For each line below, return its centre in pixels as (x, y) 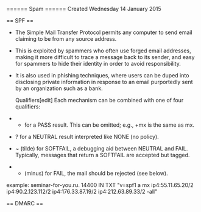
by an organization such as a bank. (59, 88)
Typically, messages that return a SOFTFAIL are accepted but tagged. (102, 155)
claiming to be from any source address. (66, 39)
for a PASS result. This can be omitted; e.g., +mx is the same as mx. (109, 125)
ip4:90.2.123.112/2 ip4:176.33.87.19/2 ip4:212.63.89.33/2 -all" (82, 192)
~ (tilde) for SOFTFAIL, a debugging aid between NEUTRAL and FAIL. (101, 148)
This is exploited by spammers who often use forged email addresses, (103, 51)
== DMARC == (25, 203)
